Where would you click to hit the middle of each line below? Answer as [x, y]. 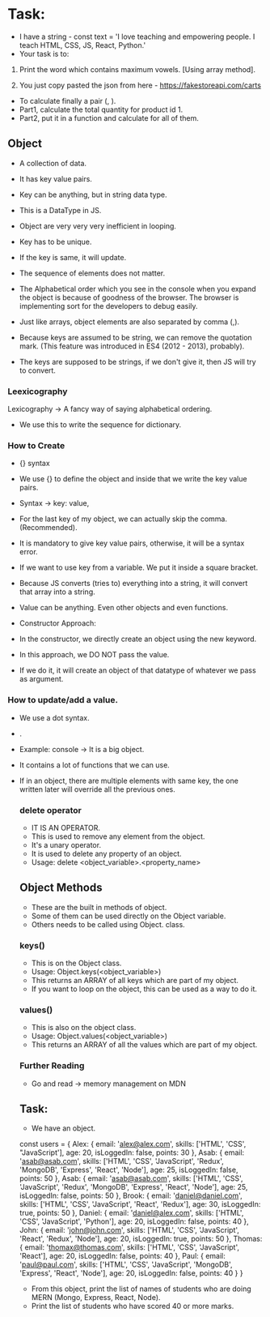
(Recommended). [48, 528]
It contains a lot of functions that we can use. [95, 765]
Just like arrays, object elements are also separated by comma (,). [129, 322]
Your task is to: [44, 53]
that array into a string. [57, 592]
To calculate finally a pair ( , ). [67, 100]
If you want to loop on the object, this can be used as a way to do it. [144, 989]
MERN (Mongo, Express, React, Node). [96, 1298]
